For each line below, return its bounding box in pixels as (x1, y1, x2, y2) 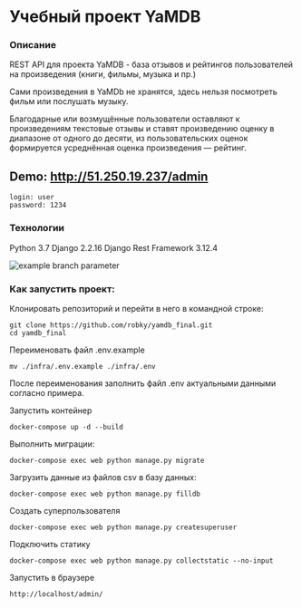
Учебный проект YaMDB (9, 6, 201, 27)
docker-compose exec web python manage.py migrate (9, 456, 205, 465)
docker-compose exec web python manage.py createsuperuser (9, 523, 238, 532)
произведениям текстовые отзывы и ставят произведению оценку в (9, 123, 275, 134)
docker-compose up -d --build (9, 422, 124, 431)
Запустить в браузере (9, 572, 95, 583)
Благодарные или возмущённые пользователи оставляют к (9, 113, 240, 124)
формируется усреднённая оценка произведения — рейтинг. (9, 142, 248, 153)
